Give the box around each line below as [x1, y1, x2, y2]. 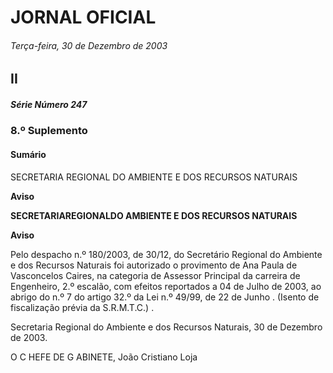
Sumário [10, 148, 47, 160]
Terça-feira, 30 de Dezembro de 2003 [10, 39, 168, 51]
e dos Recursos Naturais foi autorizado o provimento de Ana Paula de [10, 259, 298, 271]
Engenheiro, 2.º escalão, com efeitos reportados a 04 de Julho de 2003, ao [10, 280, 322, 292]
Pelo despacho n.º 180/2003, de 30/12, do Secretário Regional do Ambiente [10, 248, 323, 260]
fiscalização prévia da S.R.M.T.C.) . [10, 301, 155, 313]
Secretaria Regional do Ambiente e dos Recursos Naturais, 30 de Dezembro [10, 321, 323, 333]
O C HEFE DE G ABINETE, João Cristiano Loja [10, 351, 198, 363]
